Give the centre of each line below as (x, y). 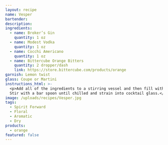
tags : (11, 103)
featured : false (22, 135)
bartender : (16, 19)
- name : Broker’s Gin (32, 33)
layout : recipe (21, 10)
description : (19, 24)
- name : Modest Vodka (32, 42)
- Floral (19, 112)
